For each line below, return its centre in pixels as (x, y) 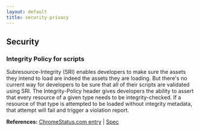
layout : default (27, 12)
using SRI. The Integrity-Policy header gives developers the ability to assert (100, 91)
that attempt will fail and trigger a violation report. (68, 110)
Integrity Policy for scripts (45, 59)
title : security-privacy (37, 17)
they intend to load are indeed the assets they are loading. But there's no (97, 78)
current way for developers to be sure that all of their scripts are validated (98, 85)
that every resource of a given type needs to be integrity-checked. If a (94, 97)
